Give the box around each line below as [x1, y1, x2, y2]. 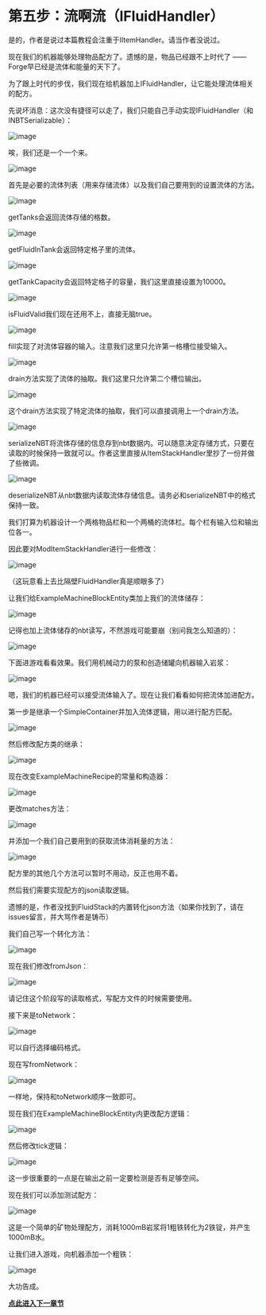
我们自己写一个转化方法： [8, 929, 92, 938]
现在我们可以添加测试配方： [8, 1189, 99, 1200]
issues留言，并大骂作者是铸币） [8, 911, 113, 922]
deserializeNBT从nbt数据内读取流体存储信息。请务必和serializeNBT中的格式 [8, 490, 256, 500]
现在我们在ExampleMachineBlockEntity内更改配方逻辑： [8, 1108, 192, 1118]
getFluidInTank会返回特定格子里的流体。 [8, 244, 141, 254]
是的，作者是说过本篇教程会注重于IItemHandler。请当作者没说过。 [8, 35, 225, 44]
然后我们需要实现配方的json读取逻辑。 [8, 885, 133, 895]
